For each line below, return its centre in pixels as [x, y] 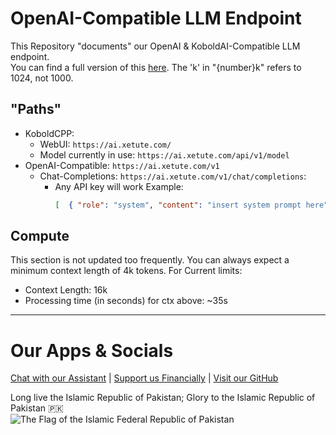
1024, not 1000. [42, 78]
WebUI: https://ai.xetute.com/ [105, 144]
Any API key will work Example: [119, 186]
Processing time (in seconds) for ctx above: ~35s [126, 301]
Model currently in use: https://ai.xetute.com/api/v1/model [164, 154]
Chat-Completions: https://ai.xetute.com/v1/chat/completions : [173, 176]
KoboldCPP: [49, 133]
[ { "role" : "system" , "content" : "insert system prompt [178, 205]
